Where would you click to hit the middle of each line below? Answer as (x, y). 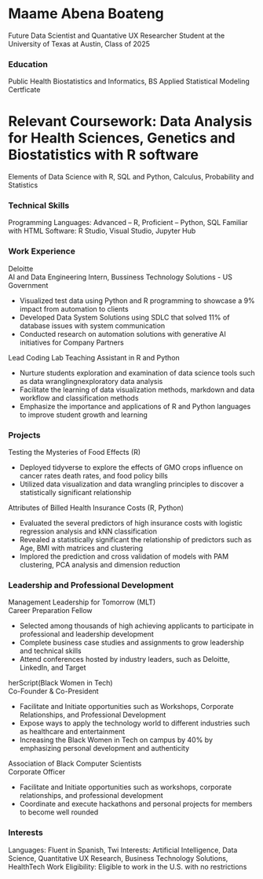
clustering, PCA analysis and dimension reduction (100, 565)
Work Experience (42, 251)
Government (28, 285)
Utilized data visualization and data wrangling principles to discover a (131, 484)
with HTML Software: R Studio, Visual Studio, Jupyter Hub (102, 231)
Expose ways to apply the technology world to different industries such (135, 723)
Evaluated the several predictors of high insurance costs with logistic (131, 523)
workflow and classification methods (79, 397)
